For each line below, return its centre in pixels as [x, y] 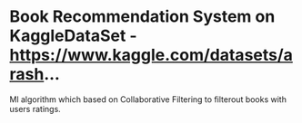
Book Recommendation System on [142, 17]
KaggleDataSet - [74, 36]
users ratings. [35, 109]
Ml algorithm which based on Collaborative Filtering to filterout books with [148, 99]
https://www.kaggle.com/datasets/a [151, 55]
